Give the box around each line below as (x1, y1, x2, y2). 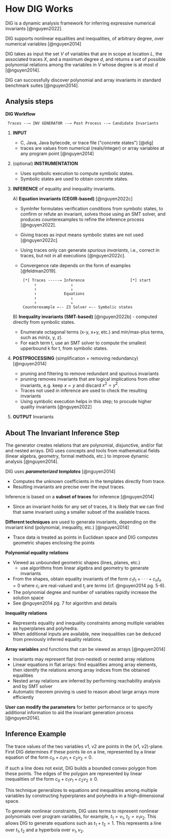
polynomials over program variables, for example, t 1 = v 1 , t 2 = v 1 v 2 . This (5, 813, 157, 821)
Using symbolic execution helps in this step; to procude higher (20, 399, 152, 405)
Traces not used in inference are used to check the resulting (20, 387, 148, 394)
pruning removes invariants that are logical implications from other (20, 376, 160, 382)
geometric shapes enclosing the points (12, 540, 95, 546)
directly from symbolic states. (12, 319, 76, 325)
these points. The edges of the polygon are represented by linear (5, 770, 142, 777)
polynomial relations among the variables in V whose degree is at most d (5, 61, 158, 68)
